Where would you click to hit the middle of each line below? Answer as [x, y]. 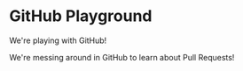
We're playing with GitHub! [58, 40]
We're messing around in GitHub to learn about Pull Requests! [122, 57]
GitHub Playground [81, 16]
